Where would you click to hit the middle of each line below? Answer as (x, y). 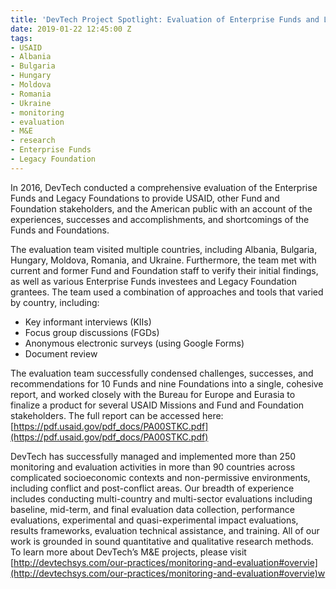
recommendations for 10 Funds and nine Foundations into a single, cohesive (167, 383)
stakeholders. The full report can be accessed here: (117, 415)
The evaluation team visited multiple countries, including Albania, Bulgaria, (164, 249)
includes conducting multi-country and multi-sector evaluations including (161, 498)
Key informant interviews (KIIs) (88, 322)
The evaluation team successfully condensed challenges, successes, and (162, 373)
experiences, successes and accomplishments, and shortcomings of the (160, 219)
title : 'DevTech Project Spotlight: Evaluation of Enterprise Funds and (165, 19)
